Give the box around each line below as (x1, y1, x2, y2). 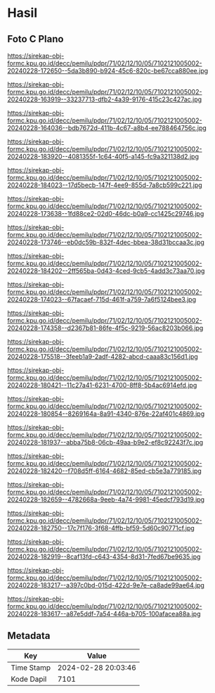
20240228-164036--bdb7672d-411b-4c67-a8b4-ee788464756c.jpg (7, 124, 207, 132)
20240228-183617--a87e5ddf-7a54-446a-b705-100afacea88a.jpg (7, 610, 202, 618)
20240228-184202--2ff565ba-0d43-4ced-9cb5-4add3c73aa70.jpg (7, 267, 205, 275)
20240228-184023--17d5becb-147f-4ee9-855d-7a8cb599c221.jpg (7, 181, 202, 189)
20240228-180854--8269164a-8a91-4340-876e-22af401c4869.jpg (7, 409, 205, 418)
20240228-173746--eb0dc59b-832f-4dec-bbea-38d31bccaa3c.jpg (7, 238, 205, 246)
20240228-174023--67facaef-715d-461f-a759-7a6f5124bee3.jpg (7, 295, 197, 303)
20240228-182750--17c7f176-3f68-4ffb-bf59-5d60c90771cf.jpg (7, 524, 195, 532)
